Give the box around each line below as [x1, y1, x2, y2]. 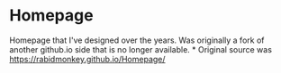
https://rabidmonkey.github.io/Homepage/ [9, 53, 166, 64]
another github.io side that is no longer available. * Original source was [9, 44, 273, 54]
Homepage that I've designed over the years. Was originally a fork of [9, 35, 265, 45]
